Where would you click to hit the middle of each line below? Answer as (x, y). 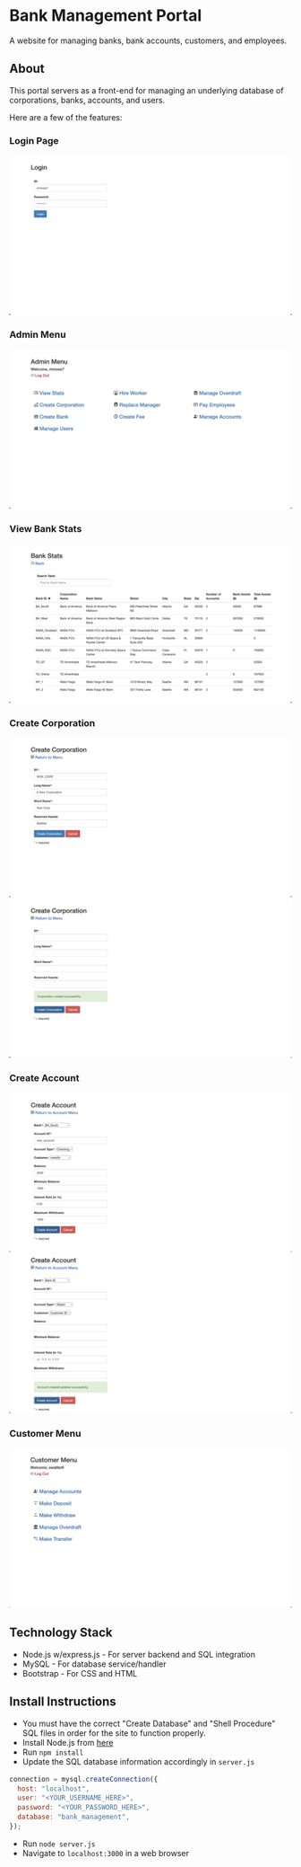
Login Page (34, 140)
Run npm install (53, 1752)
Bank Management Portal (106, 16)
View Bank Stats (46, 529)
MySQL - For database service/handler (94, 1664)
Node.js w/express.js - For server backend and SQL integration (138, 1654)
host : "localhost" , (54, 1789)
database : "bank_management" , (73, 1817)
